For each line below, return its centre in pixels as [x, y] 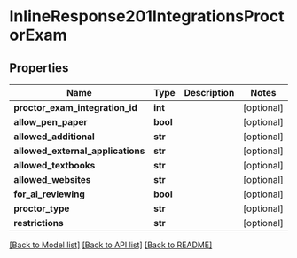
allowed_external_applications [79, 151]
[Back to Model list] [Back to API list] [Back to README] [111, 245]
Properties [39, 68]
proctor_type [42, 208]
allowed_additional [54, 137]
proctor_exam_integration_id [75, 108]
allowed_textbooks [55, 165]
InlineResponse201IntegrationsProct [147, 16]
